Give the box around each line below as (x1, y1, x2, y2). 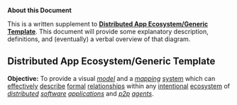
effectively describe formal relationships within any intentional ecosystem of (7, 82, 231, 90)
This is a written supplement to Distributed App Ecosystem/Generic (7, 20, 209, 28)
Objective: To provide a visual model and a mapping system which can (7, 74, 216, 82)
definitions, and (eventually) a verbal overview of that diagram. (7, 35, 191, 43)
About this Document (7, 6, 72, 14)
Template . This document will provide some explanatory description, (7, 28, 209, 35)
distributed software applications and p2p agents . (7, 89, 154, 98)
